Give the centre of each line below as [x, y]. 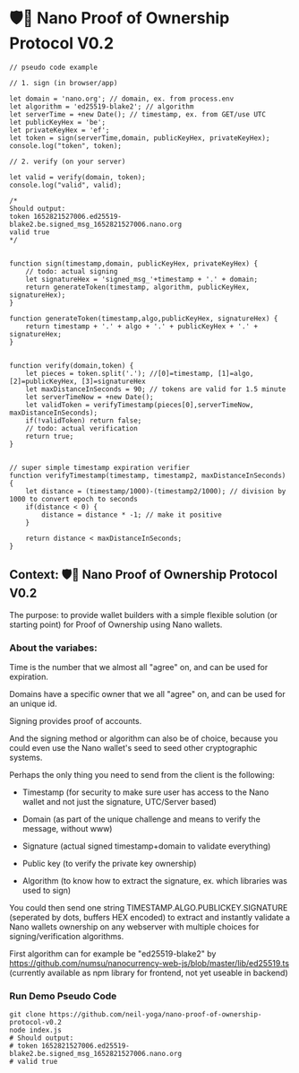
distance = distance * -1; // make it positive [132, 515]
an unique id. [33, 704]
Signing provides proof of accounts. [76, 721]
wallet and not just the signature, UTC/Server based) [120, 802]
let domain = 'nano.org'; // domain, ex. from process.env [122, 99]
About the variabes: [53, 648]
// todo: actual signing [72, 271]
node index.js [36, 1030]
